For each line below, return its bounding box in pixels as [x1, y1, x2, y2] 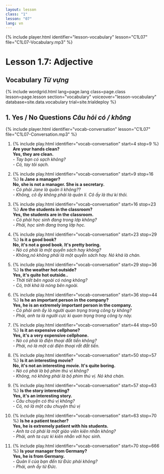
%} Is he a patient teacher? [12, 418, 69, 424]
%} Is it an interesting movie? [12, 357, 74, 364]
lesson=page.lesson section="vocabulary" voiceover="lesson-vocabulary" [5, 94, 157, 100]
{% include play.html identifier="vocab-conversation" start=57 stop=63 [12, 383, 157, 389]
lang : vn [5, 21, 23, 26]
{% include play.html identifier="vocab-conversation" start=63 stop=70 [12, 413, 157, 419]
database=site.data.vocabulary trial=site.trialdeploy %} [5, 99, 117, 105]
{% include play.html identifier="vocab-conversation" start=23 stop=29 [12, 231, 157, 237]
